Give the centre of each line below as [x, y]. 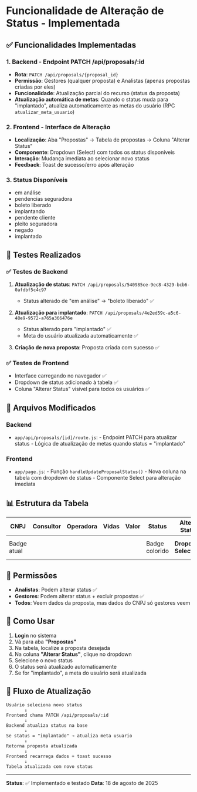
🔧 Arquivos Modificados [51, 408]
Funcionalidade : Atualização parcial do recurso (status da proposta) [97, 93]
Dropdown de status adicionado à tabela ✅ [66, 382]
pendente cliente [35, 218]
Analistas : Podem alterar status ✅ [56, 590]
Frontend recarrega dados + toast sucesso [59, 756]
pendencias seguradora [43, 199]
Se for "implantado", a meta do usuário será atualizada [80, 673]
